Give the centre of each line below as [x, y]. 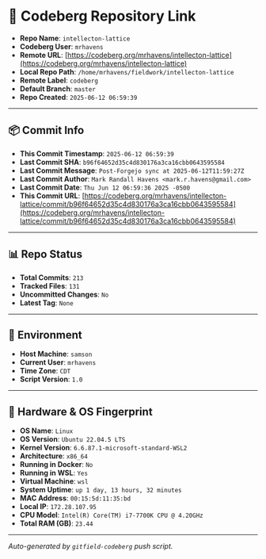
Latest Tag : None [46, 302]
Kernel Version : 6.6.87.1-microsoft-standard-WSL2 [103, 448]
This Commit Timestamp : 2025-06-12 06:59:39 [97, 153]
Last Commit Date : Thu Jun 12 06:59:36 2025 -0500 [105, 187]
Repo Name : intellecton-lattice [75, 38]
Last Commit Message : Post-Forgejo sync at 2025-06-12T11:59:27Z [132, 170]
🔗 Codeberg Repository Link [102, 16]
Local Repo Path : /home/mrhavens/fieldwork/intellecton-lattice [127, 71]
